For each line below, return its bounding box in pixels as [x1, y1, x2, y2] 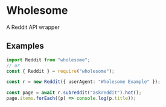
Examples [6, 41, 44, 51]
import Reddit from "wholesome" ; [6, 57, 91, 63]
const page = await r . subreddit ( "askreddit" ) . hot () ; [6, 90, 142, 96]
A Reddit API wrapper [6, 23, 60, 31]
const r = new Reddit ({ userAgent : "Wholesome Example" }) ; [6, 79, 161, 85]
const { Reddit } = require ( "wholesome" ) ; [6, 68, 115, 74]
